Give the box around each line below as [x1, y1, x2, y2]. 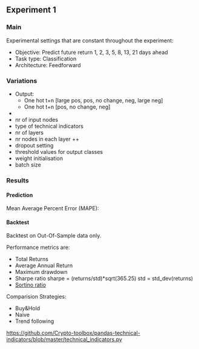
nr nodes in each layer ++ [15, 135, 80, 142]
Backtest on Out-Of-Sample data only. [6, 232, 102, 239]
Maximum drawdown [15, 268, 68, 276]
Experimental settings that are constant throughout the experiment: [6, 36, 174, 44]
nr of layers [15, 128, 44, 136]
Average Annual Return [15, 262, 73, 269]
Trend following [15, 317, 54, 325]
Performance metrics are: [6, 244, 70, 251]
